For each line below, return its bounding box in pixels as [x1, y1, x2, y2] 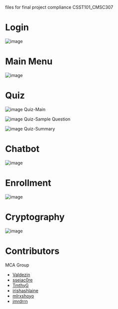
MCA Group [5, 262, 29, 268]
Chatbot [5, 143, 40, 154]
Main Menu [5, 56, 53, 67]
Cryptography [5, 211, 65, 222]
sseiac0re [12, 277, 33, 283]
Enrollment [5, 177, 51, 188]
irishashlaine [12, 287, 39, 293]
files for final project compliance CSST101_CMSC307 [5, 4, 114, 10]
